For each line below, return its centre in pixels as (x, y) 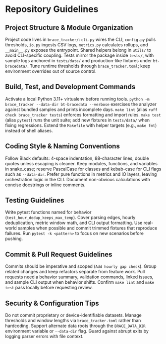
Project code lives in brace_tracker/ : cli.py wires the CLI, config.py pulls (81, 39)
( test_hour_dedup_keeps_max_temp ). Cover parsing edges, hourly (70, 218)
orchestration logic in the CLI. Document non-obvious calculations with (78, 179)
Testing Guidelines (35, 200)
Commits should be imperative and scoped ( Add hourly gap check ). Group (81, 266)
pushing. (14, 239)
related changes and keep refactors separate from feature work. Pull (75, 272)
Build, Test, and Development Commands (70, 87)
